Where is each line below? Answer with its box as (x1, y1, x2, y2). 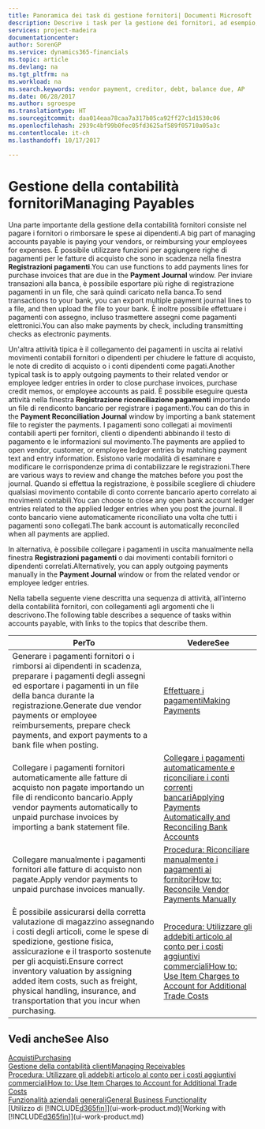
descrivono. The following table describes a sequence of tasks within (8, 610, 232, 620)
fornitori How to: (163, 874, 222, 885)
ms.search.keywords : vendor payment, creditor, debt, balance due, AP (8, 85, 245, 93)
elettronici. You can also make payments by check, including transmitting (8, 321, 244, 330)
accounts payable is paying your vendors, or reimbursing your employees (8, 237, 248, 246)
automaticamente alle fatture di (12, 772, 128, 783)
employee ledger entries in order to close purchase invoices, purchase (8, 378, 238, 388)
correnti (163, 782, 193, 793)
